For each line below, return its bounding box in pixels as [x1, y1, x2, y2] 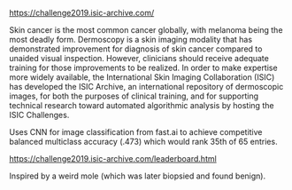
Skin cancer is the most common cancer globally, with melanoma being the [9, 25, 283, 35]
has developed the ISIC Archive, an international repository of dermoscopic [9, 82, 284, 91]
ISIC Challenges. [9, 110, 70, 120]
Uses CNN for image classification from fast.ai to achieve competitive [9, 127, 263, 137]
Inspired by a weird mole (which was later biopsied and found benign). [9, 170, 266, 181]
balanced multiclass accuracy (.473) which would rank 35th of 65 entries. [9, 137, 278, 146]
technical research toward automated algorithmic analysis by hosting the [9, 100, 274, 110]
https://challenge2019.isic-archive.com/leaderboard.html [9, 154, 217, 163]
